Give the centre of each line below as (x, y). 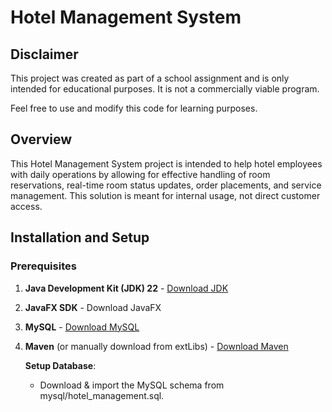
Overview (41, 139)
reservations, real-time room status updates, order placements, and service (166, 185)
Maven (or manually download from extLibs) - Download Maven (156, 346)
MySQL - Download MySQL (82, 327)
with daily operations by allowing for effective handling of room (140, 174)
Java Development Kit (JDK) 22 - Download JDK (126, 288)
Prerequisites (43, 266)
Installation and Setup (80, 237)
